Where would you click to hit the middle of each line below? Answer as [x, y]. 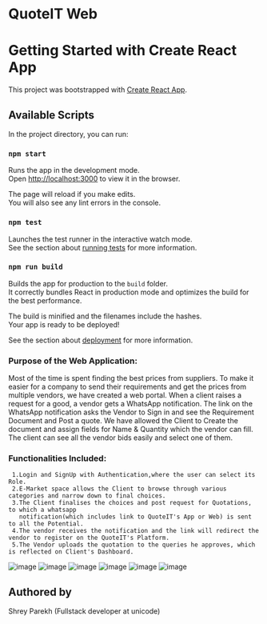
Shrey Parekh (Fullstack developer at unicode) [84, 611]
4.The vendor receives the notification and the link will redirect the [135, 531]
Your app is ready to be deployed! [64, 324]
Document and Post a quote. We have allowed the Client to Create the [123, 421]
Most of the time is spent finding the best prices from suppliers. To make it [131, 378]
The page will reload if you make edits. [72, 194]
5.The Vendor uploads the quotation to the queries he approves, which [133, 545]
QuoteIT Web [53, 14]
